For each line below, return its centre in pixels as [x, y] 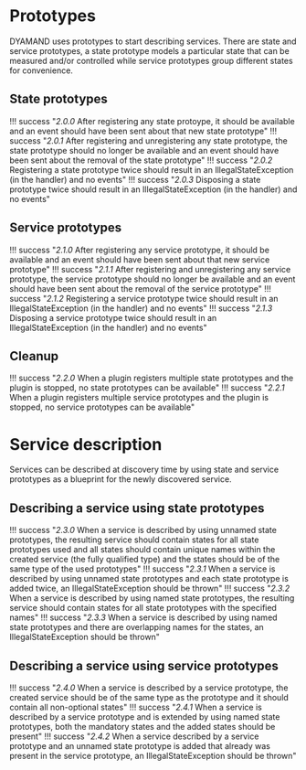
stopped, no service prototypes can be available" [102, 407]
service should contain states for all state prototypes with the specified [143, 608]
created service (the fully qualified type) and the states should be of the [145, 560]
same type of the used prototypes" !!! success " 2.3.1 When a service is [142, 569]
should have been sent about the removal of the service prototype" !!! [140, 288]
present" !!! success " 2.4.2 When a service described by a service [134, 736]
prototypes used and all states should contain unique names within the [142, 550]
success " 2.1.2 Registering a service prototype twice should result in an [144, 298]
